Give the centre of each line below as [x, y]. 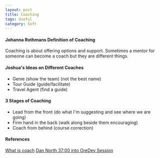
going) [19, 117]
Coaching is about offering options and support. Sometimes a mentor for [80, 51]
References [17, 139]
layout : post [19, 10]
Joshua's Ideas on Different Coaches [44, 67]
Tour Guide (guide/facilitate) [41, 84]
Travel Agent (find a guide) [40, 89]
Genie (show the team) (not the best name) [57, 78]
